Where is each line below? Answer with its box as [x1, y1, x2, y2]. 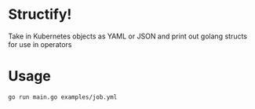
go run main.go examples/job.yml [8, 93, 118, 101]
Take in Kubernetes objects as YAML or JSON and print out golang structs [8, 31, 247, 41]
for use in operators [8, 39, 72, 49]
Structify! [8, 5, 72, 24]
